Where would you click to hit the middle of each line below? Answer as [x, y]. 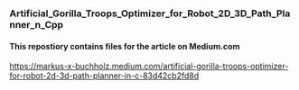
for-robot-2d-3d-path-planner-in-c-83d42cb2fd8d [104, 76]
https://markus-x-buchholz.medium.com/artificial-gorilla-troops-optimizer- [149, 67]
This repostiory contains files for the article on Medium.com [125, 46]
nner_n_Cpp [37, 24]
